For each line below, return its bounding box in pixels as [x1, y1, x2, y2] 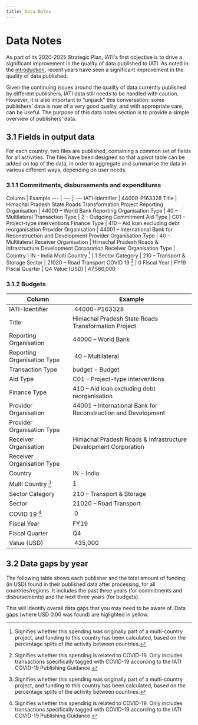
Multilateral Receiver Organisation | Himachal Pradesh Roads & [6, 238, 159, 245]
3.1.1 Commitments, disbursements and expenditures [6, 181, 161, 189]
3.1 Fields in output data [6, 132, 95, 142]
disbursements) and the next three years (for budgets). [6, 593, 140, 600]
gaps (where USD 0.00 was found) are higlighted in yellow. [6, 611, 149, 618]
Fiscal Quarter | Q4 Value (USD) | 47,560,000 [6, 265, 116, 272]
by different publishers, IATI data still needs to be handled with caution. [6, 90, 179, 97]
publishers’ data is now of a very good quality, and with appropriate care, [6, 102, 184, 110]
